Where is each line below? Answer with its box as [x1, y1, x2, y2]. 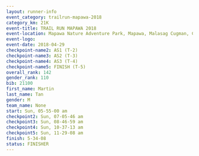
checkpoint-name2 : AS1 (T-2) [6, 47, 78, 53]
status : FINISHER [6, 141, 49, 147]
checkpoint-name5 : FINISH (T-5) [6, 63, 86, 70]
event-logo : [6, 36, 36, 42]
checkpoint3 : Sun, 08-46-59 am [6, 119, 84, 125]
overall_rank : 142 [6, 69, 52, 75]
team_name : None [6, 102, 46, 109]
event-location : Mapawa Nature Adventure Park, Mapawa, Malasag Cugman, [6, 31, 190, 37]
